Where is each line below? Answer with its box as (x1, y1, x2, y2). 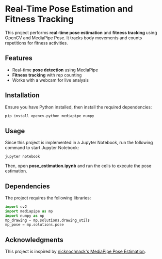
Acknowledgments (5, 236, 64, 244)
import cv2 (5, 204, 27, 209)
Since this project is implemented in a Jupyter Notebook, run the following (5, 139, 153, 146)
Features (5, 54, 32, 62)
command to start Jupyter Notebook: (5, 145, 79, 151)
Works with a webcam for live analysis (12, 77, 89, 83)
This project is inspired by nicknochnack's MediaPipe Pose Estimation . (5, 248, 146, 255)
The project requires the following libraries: (5, 195, 91, 200)
